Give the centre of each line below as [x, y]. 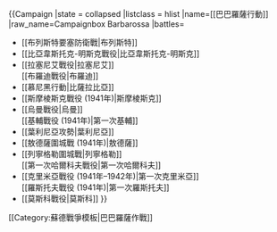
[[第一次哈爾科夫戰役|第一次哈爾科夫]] [91, 165]
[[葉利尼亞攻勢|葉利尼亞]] [67, 132]
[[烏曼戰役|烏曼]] [52, 109]
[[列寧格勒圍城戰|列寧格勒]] [71, 154]
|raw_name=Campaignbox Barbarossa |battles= [97, 24]
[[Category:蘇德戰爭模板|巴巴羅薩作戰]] [81, 217]
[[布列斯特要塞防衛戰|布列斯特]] [79, 42]
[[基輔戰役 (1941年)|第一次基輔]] [80, 120]
